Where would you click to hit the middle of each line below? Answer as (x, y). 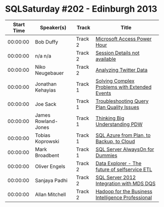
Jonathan (46, 84)
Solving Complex (115, 81)
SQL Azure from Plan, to (123, 135)
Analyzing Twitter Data (122, 70)
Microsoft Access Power (123, 39)
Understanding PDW (119, 124)
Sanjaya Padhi (51, 180)
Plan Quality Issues (117, 107)
